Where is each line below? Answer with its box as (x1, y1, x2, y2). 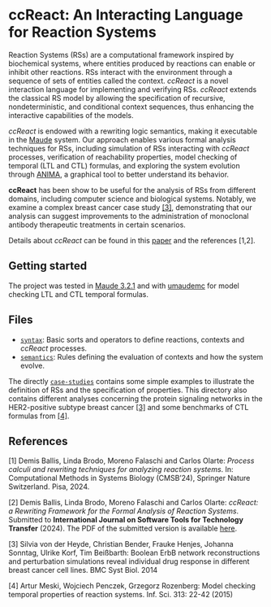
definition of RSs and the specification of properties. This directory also (8, 385, 247, 395)
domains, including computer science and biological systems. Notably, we (8, 194, 256, 203)
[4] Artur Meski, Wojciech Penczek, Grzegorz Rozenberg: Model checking (8, 581, 256, 591)
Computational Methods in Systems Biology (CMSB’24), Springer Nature (8, 474, 251, 483)
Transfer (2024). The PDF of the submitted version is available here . (8, 523, 238, 534)
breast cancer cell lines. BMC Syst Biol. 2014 (8, 566, 158, 575)
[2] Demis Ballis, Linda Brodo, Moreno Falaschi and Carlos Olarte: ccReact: (8, 498, 259, 508)
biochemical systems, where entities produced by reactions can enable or (8, 59, 256, 68)
